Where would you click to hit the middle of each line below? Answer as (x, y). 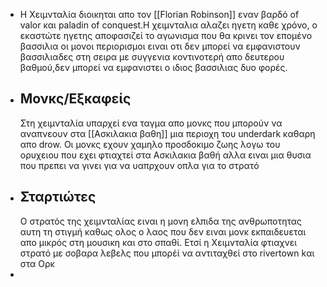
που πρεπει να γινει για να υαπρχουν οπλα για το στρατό (139, 165)
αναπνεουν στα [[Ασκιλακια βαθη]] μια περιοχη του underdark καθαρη (167, 133)
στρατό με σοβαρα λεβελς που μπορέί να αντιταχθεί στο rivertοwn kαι (167, 253)
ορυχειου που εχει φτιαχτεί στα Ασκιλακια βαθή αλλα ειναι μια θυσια (165, 155)
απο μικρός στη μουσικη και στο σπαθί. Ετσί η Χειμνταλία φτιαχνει (158, 242)
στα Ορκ (37, 263)
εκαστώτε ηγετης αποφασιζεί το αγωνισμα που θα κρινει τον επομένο (166, 35)
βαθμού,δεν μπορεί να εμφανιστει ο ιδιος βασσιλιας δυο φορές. (153, 67)
